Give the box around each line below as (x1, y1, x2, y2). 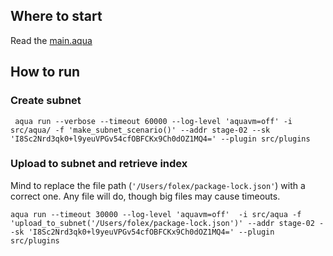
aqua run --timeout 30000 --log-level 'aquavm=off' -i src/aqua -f (10, 209, 302, 219)
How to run (10, 64, 81, 81)
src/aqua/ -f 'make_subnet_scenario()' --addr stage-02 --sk (10, 125, 271, 135)
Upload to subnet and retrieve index (10, 157, 188, 171)
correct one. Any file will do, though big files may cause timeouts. (10, 190, 281, 202)
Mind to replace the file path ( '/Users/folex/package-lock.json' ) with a (10, 179, 306, 191)
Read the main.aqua (10, 34, 93, 46)
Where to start (10, 8, 103, 25)
